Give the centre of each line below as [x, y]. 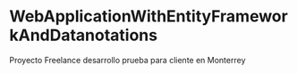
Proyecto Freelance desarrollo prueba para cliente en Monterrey [127, 60]
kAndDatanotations [84, 35]
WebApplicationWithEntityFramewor [148, 16]
